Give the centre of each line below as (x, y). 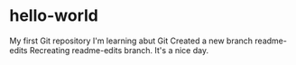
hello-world (54, 16)
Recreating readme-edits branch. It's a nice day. (119, 50)
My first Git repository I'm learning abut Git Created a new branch (131, 41)
